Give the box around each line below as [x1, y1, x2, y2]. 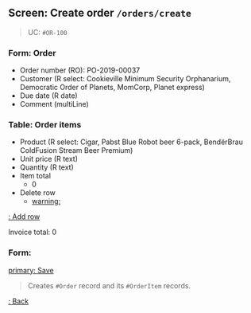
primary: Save [8, 265, 54, 275]
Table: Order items [8, 119, 82, 131]
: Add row [8, 212, 41, 221]
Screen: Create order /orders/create [8, 6, 192, 20]
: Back [8, 296, 29, 306]
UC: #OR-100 [27, 27, 68, 37]
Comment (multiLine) [19, 100, 89, 109]
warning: [31, 197, 61, 206]
